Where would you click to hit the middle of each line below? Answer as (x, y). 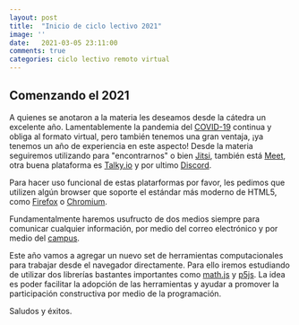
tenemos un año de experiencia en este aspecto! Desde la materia (131, 145)
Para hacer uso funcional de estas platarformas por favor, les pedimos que (147, 182)
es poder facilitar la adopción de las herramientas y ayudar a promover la (144, 284)
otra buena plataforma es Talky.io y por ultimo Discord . (111, 165)
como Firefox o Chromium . (58, 201)
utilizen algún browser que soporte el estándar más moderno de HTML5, (143, 192)
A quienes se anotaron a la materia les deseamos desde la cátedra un (138, 117)
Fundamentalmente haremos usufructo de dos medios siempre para (135, 219)
